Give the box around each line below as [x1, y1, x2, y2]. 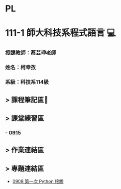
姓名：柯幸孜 [5, 64, 36, 71]
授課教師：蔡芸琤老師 [5, 49, 56, 56]
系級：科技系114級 [5, 79, 49, 86]
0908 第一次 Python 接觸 [12, 179, 64, 185]
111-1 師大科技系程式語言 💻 [5, 27, 116, 39]
